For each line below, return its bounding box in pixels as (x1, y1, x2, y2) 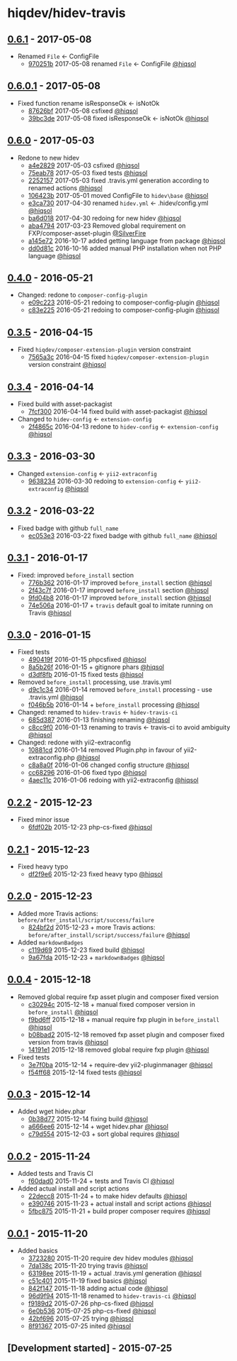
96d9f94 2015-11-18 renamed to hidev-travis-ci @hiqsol (28, 1291, 197, 1300)
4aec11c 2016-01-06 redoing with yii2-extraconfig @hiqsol (28, 776, 199, 785)
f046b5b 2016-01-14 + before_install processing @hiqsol (28, 700, 200, 709)
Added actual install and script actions (17, 1184, 129, 1193)
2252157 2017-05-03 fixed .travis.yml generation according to (28, 176, 209, 184)
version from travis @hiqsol (28, 1037, 108, 1046)
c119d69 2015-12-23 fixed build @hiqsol (28, 945, 145, 954)
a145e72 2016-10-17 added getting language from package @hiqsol (28, 236, 226, 245)
